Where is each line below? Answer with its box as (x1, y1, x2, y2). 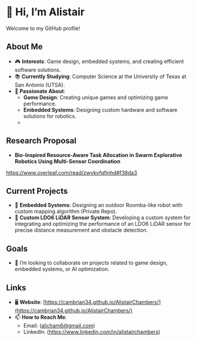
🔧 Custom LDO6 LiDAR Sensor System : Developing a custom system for (14, 214, 191, 221)
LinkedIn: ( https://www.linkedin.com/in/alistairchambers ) (23, 329, 161, 335)
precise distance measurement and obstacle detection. (14, 226, 148, 234)
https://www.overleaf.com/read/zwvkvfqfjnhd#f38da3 (6, 169, 138, 176)
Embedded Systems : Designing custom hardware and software (23, 106, 178, 113)
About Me (6, 42, 43, 52)
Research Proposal (6, 136, 77, 146)
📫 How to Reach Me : (14, 314, 67, 320)
